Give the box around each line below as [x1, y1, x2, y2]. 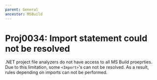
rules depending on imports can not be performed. [5, 69, 108, 76]
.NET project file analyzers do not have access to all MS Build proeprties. [5, 59, 153, 65]
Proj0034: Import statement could [5, 33, 148, 44]
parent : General [5, 7, 38, 12]
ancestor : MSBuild [5, 12, 43, 17]
